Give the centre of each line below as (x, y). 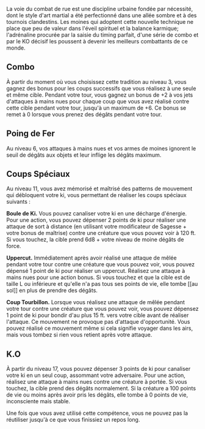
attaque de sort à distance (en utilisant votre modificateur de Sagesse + (97, 226)
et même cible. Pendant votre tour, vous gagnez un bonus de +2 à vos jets (100, 95)
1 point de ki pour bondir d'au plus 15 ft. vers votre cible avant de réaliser (98, 315)
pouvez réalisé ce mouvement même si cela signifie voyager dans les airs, (100, 328)
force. (14, 246)
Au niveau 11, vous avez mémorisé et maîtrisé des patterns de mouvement (99, 188)
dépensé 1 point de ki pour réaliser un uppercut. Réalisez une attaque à (95, 271)
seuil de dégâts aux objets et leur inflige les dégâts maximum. (84, 155)
